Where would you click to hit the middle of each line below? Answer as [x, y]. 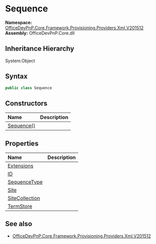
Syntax [16, 76]
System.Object [20, 61]
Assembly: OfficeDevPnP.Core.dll [40, 33]
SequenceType [25, 182]
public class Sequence [29, 88]
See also [19, 224]
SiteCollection [24, 198]
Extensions [21, 166]
